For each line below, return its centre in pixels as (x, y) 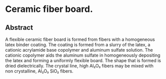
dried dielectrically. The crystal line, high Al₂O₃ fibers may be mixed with (79, 66)
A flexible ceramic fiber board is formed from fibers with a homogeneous (80, 39)
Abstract (19, 28)
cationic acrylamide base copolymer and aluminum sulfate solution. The (79, 50)
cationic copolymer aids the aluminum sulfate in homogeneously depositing (83, 55)
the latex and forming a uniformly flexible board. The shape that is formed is (83, 60)
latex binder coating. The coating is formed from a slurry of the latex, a (78, 45)
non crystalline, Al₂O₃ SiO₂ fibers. (39, 71)
